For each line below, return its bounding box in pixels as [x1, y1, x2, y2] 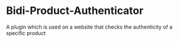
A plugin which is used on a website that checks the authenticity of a [6, 23, 173, 30]
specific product [6, 29, 46, 36]
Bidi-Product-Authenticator [6, 4, 144, 17]
